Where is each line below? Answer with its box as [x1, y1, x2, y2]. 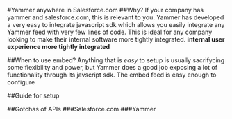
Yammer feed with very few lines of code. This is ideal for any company [7, 28, 213, 36]
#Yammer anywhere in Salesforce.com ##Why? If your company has [7, 6, 204, 14]
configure [7, 78, 35, 86]
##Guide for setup [7, 91, 60, 100]
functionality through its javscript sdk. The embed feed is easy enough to [7, 71, 217, 79]
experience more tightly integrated [7, 43, 110, 51]
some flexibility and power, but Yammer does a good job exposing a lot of [7, 64, 217, 71]
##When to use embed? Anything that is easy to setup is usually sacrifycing [7, 56, 225, 64]
